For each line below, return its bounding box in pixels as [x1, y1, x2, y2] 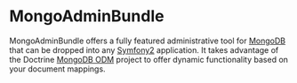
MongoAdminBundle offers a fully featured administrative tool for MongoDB [9, 35, 286, 46]
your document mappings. [9, 64, 106, 74]
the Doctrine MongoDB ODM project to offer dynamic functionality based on [9, 54, 289, 64]
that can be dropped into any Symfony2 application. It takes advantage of [9, 44, 279, 55]
